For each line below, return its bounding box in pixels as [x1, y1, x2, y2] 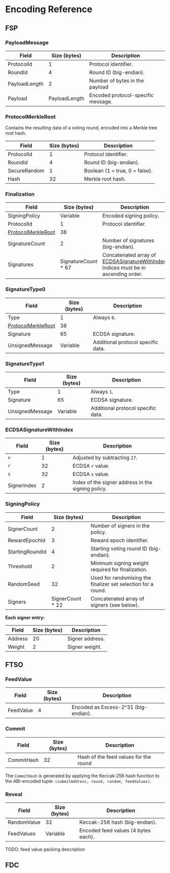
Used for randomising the [90, 574, 151, 581]
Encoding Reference [5, 4, 93, 15]
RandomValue [8, 818, 41, 825]
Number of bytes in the [89, 77, 144, 84]
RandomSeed [8, 580, 40, 587]
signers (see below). [90, 601, 140, 608]
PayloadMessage [5, 39, 49, 46]
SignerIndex [8, 482, 37, 489]
